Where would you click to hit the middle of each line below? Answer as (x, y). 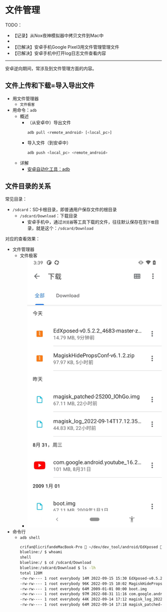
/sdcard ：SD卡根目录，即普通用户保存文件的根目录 (65, 210)
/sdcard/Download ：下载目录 (49, 216)
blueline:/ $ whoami (41, 552)
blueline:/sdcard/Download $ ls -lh (58, 568)
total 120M (31, 573)
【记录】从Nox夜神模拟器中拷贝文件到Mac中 (58, 35)
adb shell (30, 537)
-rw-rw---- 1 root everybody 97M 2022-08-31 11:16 (73, 594)
